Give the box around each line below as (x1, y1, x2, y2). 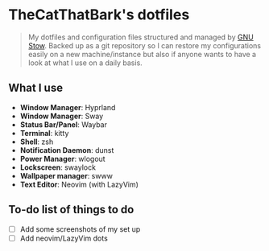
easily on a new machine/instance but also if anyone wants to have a (27, 49, 256, 59)
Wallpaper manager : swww (19, 171, 113, 180)
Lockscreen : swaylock (19, 163, 97, 172)
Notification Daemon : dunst (19, 145, 114, 154)
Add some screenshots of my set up (19, 224, 141, 234)
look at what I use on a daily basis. (27, 58, 143, 68)
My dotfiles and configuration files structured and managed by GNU (27, 32, 254, 42)
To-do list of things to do (8, 203, 134, 216)
